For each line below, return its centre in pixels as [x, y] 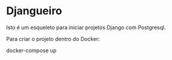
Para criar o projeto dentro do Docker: [53, 39]
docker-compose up [31, 50]
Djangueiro [34, 11]
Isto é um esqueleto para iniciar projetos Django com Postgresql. [86, 27]
